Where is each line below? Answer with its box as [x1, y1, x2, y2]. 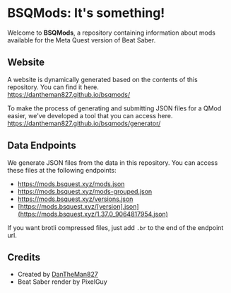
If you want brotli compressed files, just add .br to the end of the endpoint [7, 223, 224, 231]
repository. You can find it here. [7, 83, 99, 91]
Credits [7, 251, 41, 263]
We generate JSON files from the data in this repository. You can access [7, 158, 218, 167]
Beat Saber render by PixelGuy [17, 277, 107, 286]
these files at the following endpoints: [7, 166, 117, 174]
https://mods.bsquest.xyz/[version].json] [20, 202, 139, 210]
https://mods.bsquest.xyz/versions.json [17, 195, 134, 203]
